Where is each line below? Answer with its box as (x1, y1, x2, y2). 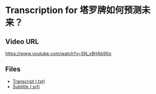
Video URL (5, 37, 39, 45)
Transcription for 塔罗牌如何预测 (5, 4, 142, 16)
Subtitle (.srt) (12, 83, 40, 89)
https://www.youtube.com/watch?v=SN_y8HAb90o (5, 50, 112, 56)
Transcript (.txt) (12, 78, 45, 84)
